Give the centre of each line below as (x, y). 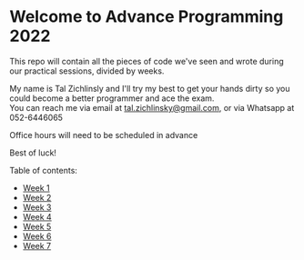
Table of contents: (43, 170)
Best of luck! (33, 153)
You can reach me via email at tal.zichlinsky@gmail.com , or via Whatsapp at (152, 107)
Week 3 (37, 207)
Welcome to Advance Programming (147, 17)
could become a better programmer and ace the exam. (112, 98)
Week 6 (37, 236)
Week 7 (37, 245)
